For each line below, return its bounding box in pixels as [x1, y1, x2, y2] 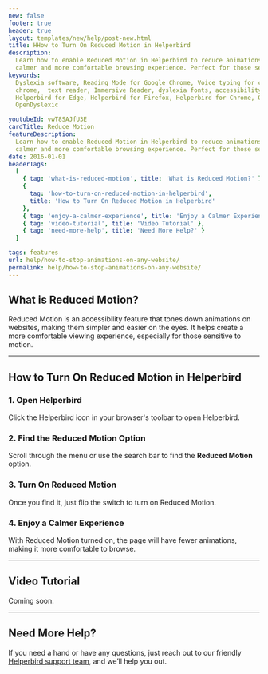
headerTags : [8, 160, 48, 168]
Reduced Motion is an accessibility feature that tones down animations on [8, 314, 251, 324]
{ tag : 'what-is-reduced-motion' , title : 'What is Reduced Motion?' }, [22, 175, 266, 183]
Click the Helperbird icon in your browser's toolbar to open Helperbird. [8, 413, 241, 422]
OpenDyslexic [15, 101, 59, 109]
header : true [8, 26, 52, 34]
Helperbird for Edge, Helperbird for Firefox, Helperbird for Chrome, [15, 94, 255, 102]
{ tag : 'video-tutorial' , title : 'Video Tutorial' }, [22, 219, 205, 228]
